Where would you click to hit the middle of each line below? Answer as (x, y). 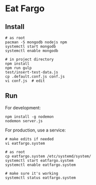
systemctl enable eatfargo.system (41, 165)
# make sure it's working (32, 173)
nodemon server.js (24, 121)
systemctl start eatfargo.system (39, 160)
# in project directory (30, 59)
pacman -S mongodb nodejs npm (36, 42)
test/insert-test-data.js (32, 72)
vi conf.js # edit (25, 81)
